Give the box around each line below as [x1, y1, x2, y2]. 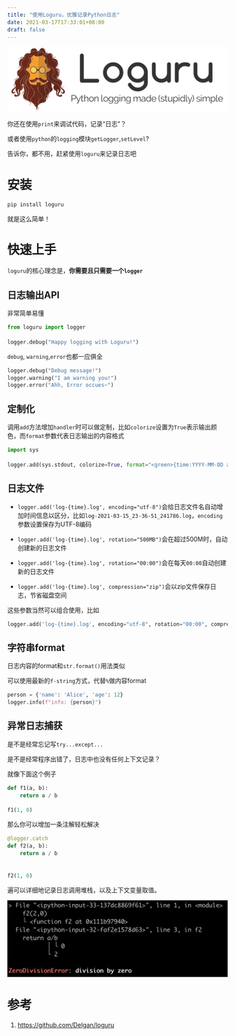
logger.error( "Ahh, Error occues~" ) [7, 382, 114, 389]
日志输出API [7, 289, 60, 301]
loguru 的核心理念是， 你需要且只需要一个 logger [7, 266, 143, 275]
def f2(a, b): [7, 843, 49, 850]
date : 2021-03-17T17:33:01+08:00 [7, 18, 105, 26]
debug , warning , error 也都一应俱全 [7, 352, 103, 360]
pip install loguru [7, 201, 64, 208]
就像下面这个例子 [7, 770, 57, 778]
